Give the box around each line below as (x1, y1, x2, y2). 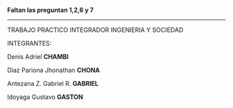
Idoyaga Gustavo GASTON (7, 93, 83, 101)
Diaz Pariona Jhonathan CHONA (7, 66, 101, 74)
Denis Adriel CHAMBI (7, 53, 69, 61)
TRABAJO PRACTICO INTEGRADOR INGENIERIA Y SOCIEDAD (7, 26, 184, 34)
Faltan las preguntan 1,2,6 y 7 (7, 6, 94, 14)
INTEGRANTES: (7, 39, 52, 47)
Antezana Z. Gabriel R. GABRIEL (7, 80, 99, 87)
